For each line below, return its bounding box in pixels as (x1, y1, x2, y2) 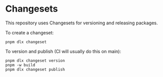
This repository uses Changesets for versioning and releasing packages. (5, 20, 158, 26)
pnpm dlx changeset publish (5, 67, 65, 72)
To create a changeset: (5, 29, 54, 35)
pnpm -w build (5, 62, 36, 67)
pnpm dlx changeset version (5, 58, 65, 63)
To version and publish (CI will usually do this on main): (5, 48, 122, 54)
